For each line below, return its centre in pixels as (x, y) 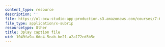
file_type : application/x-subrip (39, 23)
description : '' (22, 14)
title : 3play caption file (33, 32)
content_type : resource (29, 10)
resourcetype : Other (26, 28)
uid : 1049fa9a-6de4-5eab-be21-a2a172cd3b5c (50, 37)
